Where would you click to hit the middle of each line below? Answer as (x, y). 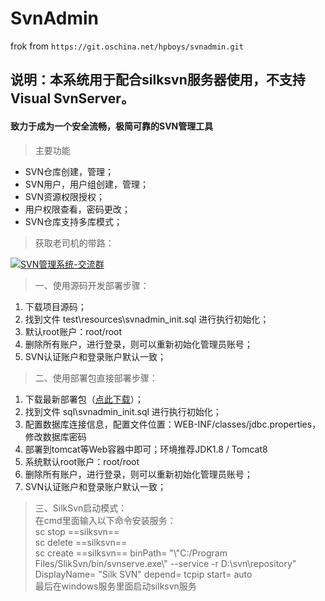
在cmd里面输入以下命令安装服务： (105, 520)
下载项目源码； (55, 306)
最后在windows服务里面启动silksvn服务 (115, 586)
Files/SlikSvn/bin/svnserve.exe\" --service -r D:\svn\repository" (165, 563)
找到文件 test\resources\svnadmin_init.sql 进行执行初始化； (147, 319)
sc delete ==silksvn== (81, 542)
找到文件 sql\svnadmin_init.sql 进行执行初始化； (123, 411)
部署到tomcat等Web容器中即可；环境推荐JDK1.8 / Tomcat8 (146, 449)
